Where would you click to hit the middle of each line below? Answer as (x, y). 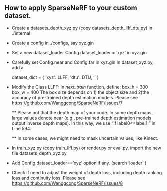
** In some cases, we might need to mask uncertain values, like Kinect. (85, 138)
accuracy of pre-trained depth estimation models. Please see (75, 97)
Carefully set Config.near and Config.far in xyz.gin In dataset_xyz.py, (83, 62)
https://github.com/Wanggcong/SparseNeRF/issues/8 (67, 183)
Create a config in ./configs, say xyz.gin (53, 43)
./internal (21, 33)
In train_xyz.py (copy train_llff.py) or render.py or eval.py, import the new (87, 148)
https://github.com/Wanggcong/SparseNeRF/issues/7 (67, 103)
